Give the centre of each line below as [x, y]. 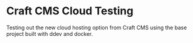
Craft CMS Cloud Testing [70, 11]
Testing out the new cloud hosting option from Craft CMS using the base [97, 27]
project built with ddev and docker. [50, 33]
